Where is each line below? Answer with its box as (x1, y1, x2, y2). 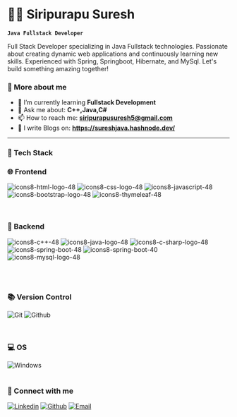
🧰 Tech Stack (7, 148, 54, 158)
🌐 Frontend (7, 167, 47, 177)
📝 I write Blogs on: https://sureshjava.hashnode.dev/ (17, 123, 175, 133)
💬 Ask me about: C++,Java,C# (17, 106, 107, 114)
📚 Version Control (7, 292, 72, 302)
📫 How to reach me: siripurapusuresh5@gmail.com (17, 114, 173, 122)
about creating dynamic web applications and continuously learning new (7, 49, 219, 58)
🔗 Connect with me (7, 386, 74, 396)
